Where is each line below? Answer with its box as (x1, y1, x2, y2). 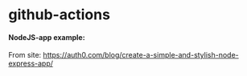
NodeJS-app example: (8, 32, 86, 42)
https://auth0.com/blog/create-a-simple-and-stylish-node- (43, 50, 239, 60)
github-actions (8, 6, 111, 24)
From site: (8, 50, 42, 60)
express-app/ (8, 58, 54, 69)
